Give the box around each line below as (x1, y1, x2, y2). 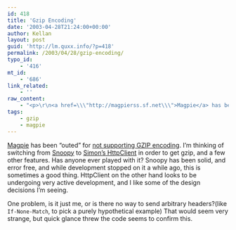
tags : (7, 108, 23, 115)
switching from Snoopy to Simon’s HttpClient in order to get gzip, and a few (7, 148, 225, 157)
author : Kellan (7, 30, 52, 37)
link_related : (7, 82, 49, 89)
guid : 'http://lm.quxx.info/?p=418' (7, 43, 114, 50)
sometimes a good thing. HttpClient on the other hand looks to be (7, 170, 197, 179)
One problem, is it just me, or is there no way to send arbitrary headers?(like (7, 199, 227, 207)
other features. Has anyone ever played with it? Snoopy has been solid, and (7, 155, 226, 164)
